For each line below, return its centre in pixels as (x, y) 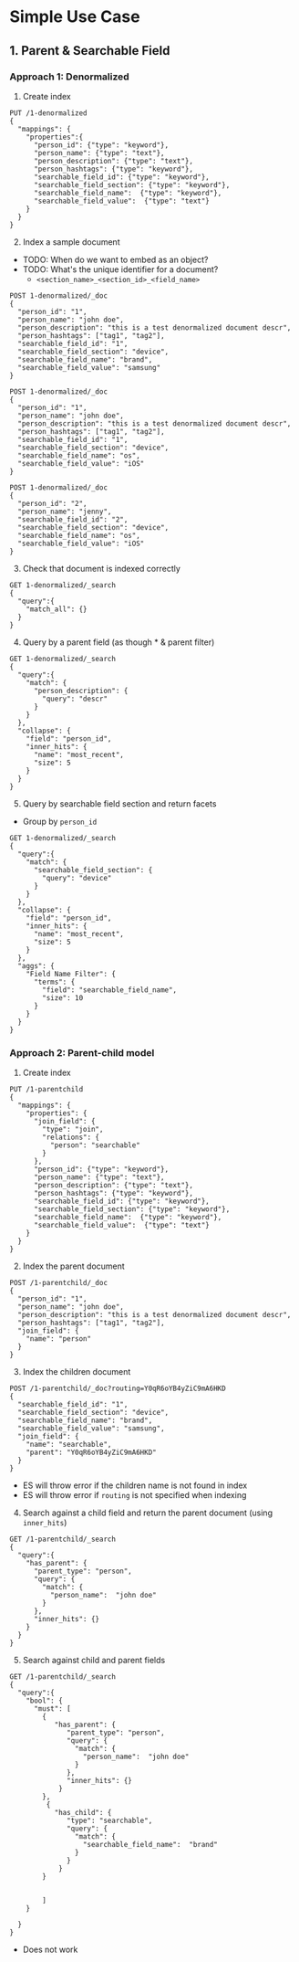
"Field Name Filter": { (71, 974)
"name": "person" (59, 1339)
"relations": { (71, 1138)
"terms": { (54, 982)
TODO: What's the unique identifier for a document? (120, 269)
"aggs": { (36, 965)
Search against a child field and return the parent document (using (148, 1513)
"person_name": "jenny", (65, 512)
